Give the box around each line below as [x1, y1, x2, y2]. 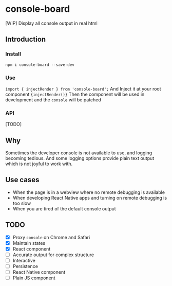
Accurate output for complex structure [12, 252, 94, 258]
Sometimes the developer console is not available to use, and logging [5, 150, 152, 156]
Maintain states [12, 240, 45, 246]
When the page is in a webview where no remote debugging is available [12, 189, 165, 195]
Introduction [5, 35, 46, 44]
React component [12, 245, 51, 252]
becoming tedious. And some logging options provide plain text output [5, 155, 155, 162]
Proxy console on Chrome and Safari [12, 234, 90, 240]
